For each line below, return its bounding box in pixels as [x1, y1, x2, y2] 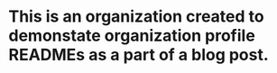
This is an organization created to [8, 6, 264, 27]
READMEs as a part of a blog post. [8, 45, 270, 65]
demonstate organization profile [8, 25, 256, 46]
